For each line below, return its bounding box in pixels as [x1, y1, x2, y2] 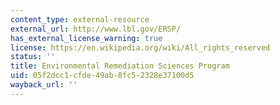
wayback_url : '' [10, 80, 78, 90]
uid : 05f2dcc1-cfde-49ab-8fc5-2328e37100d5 [10, 71, 195, 81]
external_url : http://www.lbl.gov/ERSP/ [10, 24, 182, 34]
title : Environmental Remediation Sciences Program [10, 61, 230, 71]
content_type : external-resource [10, 14, 150, 25]
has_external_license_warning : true [10, 33, 163, 43]
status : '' [10, 52, 56, 62]
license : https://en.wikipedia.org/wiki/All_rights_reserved [10, 42, 271, 53]
